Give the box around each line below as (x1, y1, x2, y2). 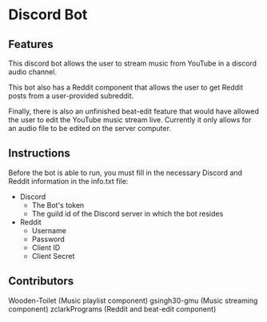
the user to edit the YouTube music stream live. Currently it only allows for (8, 115, 252, 125)
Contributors (8, 274, 74, 288)
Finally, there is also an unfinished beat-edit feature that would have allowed (8, 106, 260, 116)
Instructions (8, 146, 70, 161)
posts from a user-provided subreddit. (8, 91, 134, 101)
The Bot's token (31, 200, 85, 209)
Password (31, 234, 66, 244)
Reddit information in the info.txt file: (8, 176, 129, 185)
